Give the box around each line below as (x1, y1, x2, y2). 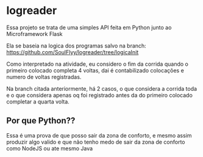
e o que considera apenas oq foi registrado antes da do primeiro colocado (6, 91, 193, 99)
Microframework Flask (6, 30, 63, 37)
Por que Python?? (6, 116, 76, 126)
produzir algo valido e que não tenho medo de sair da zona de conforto (6, 138, 185, 145)
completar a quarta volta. (6, 98, 70, 105)
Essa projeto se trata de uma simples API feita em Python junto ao (6, 24, 172, 31)
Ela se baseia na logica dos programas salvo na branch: (6, 42, 146, 49)
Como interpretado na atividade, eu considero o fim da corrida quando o (6, 60, 189, 68)
